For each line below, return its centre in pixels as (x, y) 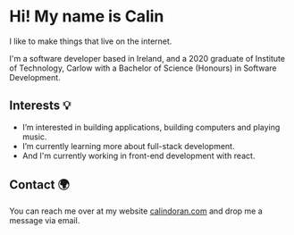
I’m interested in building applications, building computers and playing (151, 127)
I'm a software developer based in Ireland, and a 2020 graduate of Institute (147, 58)
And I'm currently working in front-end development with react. (139, 155)
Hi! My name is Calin (87, 17)
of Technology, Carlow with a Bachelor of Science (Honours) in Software (143, 68)
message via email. (45, 220)
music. (34, 137)
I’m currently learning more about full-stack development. (128, 146)
